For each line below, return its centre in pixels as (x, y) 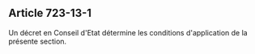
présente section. (38, 41)
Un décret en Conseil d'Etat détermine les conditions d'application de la (128, 32)
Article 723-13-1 (50, 13)
